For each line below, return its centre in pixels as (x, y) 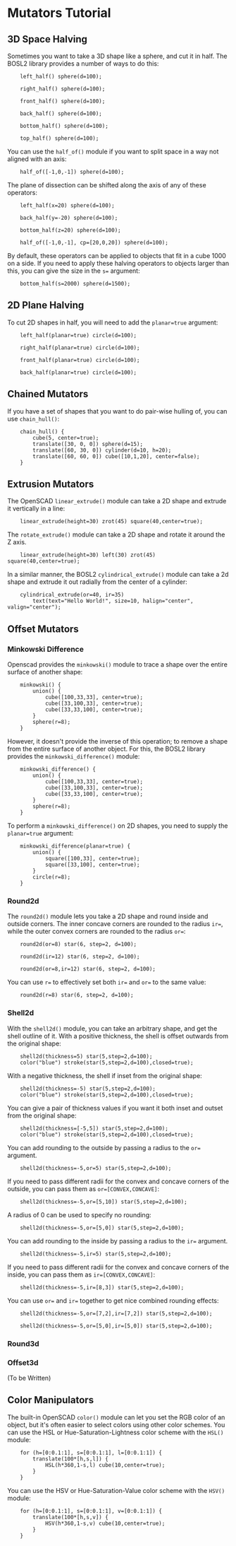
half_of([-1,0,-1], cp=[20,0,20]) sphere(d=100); (94, 242)
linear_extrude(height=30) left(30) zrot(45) (88, 555)
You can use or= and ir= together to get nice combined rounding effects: (113, 1300)
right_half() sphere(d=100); (63, 89)
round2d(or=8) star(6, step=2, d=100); (79, 944)
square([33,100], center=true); (92, 865)
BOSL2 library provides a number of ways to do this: (83, 64)
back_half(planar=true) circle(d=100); (79, 373)
